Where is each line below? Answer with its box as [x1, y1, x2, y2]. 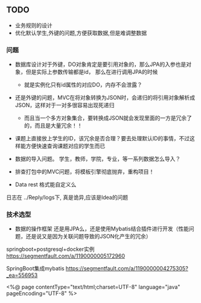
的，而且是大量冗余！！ [24, 122, 83, 129]
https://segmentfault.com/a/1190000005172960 [6, 252, 126, 259]
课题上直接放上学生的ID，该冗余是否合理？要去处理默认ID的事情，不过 [14, 135, 190, 142]
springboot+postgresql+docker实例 [6, 246, 95, 253]
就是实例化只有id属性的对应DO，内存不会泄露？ [24, 81, 143, 88]
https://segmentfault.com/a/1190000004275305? [65, 265, 188, 272]
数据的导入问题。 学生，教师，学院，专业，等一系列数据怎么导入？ [14, 155, 181, 163]
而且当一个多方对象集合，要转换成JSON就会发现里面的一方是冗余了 [24, 114, 192, 122]
